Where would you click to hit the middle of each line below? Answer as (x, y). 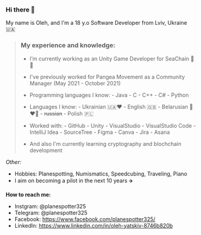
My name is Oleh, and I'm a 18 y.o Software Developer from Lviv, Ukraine (96, 23)
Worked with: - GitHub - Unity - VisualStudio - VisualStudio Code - (113, 125)
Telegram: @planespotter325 (51, 213)
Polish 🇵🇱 (81, 113)
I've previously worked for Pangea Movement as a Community (107, 77)
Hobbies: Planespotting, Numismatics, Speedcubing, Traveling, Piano (101, 174)
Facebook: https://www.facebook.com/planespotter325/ (85, 219)
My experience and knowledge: (68, 45)
